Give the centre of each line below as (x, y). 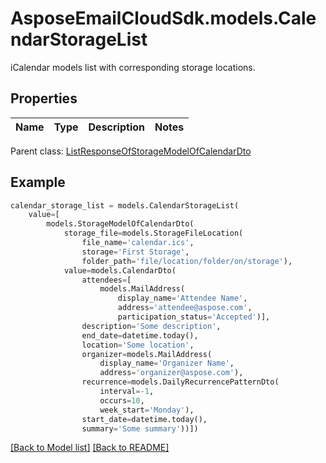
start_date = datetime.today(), (144, 419)
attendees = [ (106, 280)
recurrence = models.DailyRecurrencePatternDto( (180, 382)
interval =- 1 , (127, 392)
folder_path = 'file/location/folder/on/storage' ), (187, 261)
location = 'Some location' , (138, 345)
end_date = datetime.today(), (140, 335)
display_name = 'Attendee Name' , (182, 298)
